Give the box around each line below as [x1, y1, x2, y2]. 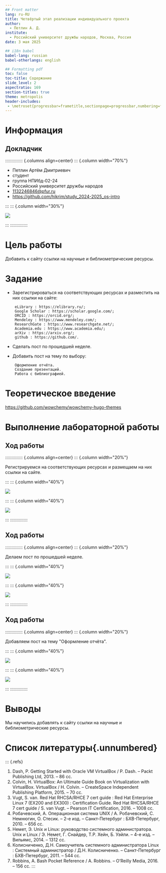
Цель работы [5, 239, 62, 251]
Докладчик [5, 144, 42, 153]
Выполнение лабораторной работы [5, 422, 160, 433]
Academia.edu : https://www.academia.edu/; [14, 326, 106, 331]
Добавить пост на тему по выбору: [12, 353, 86, 359]
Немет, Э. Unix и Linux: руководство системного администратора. [12, 826, 153, 832]
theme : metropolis [5, 94, 43, 99]
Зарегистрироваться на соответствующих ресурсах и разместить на [12, 290, 160, 295]
